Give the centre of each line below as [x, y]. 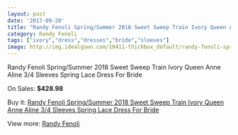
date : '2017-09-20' [36, 21]
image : [17, 47]
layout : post [27, 14]
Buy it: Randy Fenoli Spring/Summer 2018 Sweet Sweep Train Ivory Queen [116, 102]
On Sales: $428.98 [35, 88]
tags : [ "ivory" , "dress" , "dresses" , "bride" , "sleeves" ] [89, 40]
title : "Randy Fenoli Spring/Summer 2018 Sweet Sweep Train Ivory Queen [117, 27]
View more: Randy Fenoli [44, 124]
